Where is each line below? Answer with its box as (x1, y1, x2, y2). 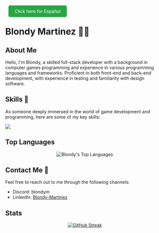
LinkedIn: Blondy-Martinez (12, 194, 68, 200)
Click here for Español (15, 9, 61, 14)
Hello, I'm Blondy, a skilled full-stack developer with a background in (5, 59, 148, 65)
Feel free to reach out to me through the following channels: (5, 179, 130, 185)
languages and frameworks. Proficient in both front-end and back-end (5, 70, 151, 76)
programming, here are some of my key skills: (5, 114, 100, 120)
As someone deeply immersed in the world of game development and (5, 108, 150, 114)
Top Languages (5, 138, 55, 146)
